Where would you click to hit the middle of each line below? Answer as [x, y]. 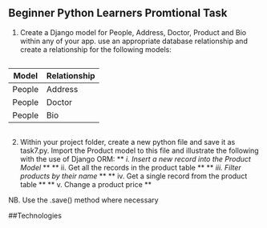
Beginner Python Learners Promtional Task [118, 13]
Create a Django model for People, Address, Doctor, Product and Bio [133, 32]
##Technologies [35, 215]
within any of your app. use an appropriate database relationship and [134, 41]
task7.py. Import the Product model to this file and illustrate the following [139, 150]
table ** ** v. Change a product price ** [86, 184]
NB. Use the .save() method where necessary [83, 200]
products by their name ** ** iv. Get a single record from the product [133, 176]
